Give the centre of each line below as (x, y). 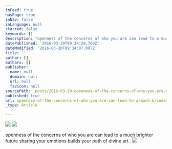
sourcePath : (18, 91)
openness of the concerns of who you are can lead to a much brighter (79, 135)
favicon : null (25, 86)
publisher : (17, 67)
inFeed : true (19, 10)
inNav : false (19, 19)
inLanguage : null (24, 24)
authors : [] (18, 62)
